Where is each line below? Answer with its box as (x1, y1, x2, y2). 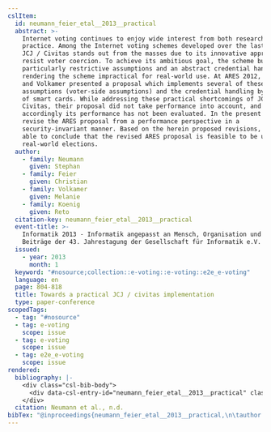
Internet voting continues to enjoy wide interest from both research (22, 34, 265, 43)
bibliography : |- (15, 374, 74, 382)
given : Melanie (28, 192, 81, 201)
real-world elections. (22, 139, 99, 148)
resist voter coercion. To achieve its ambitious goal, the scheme (22, 58, 254, 66)
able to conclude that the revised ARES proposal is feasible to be (22, 132, 258, 140)
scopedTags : (7, 306, 48, 314)
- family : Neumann (22, 155, 84, 163)
